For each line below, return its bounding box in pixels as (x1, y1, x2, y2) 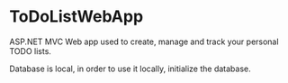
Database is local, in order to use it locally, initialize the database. (9, 63, 252, 74)
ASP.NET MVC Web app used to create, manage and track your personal (9, 36, 279, 47)
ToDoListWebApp (9, 6, 144, 27)
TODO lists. (9, 45, 52, 56)
